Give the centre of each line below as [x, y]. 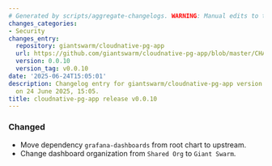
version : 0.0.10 [43, 62]
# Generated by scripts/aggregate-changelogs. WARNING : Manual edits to [134, 16]
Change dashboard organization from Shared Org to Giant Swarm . [128, 153]
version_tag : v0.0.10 [52, 69]
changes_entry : [34, 38]
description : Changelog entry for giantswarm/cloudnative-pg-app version [136, 83]
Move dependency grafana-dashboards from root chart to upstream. [133, 145]
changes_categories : [43, 23]
